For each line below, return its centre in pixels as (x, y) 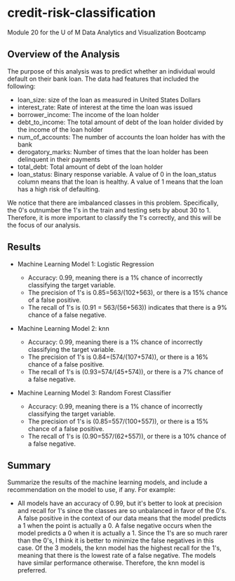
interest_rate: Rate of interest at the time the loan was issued (105, 107)
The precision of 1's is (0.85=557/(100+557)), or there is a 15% (118, 421)
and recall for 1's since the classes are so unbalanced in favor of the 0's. (122, 511)
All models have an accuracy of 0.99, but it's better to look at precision (120, 503)
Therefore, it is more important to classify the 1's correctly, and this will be (114, 217)
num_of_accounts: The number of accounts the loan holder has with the (121, 137)
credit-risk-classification (82, 13)
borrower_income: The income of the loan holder (88, 114)
